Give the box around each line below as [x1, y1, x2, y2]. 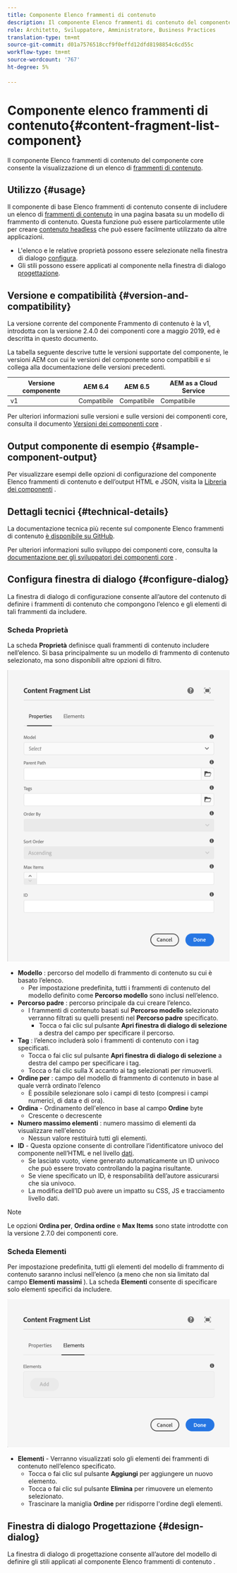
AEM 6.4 [83, 383, 109, 391]
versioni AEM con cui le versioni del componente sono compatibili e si [7, 356, 211, 364]
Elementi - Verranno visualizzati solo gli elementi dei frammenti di [17, 1454, 209, 1463]
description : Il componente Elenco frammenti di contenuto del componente [7, 18, 232, 26]
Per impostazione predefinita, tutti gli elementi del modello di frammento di [7, 1263, 224, 1271]
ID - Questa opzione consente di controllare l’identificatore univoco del [17, 1141, 224, 1149]
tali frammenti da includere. [7, 607, 87, 615]
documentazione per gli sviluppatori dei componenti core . [7, 553, 178, 562]
